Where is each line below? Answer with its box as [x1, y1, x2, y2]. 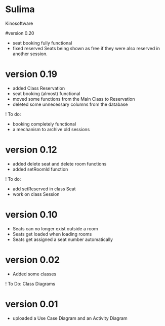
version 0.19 [5, 68, 58, 80]
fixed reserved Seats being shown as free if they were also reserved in [12, 45, 160, 51]
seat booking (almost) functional [12, 90, 80, 97]
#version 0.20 [5, 30, 34, 36]
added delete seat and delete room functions [12, 160, 107, 167]
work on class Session [12, 191, 60, 197]
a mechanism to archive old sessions [12, 126, 90, 132]
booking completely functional [12, 120, 76, 127]
